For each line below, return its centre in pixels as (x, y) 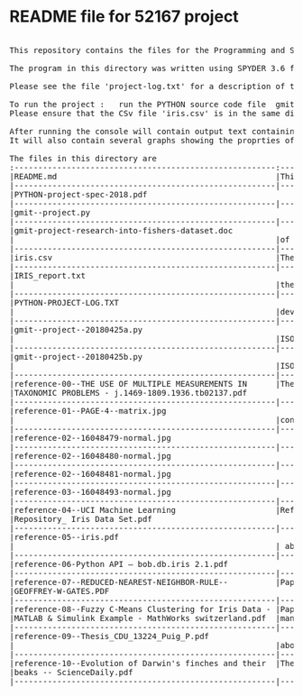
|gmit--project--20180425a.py (76, 330)
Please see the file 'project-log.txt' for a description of (147, 86)
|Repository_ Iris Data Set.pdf (81, 519)
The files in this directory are (83, 158)
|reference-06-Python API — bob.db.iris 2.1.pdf (119, 564)
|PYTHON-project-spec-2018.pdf (78, 194)
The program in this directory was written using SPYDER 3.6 (147, 68)
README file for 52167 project (124, 17)
